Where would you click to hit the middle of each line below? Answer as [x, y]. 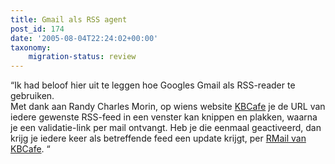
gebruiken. [32, 96]
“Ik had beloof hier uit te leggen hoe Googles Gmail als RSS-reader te [153, 85]
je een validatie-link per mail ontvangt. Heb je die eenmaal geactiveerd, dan [166, 128]
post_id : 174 [37, 29]
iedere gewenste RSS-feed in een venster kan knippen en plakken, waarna [164, 117]
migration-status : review [82, 57]
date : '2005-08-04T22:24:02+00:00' [84, 38]
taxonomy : [31, 47]
